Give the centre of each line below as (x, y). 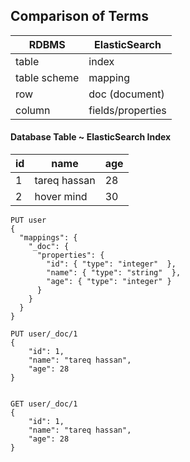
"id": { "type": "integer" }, (111, 264)
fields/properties (127, 110)
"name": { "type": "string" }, (114, 273)
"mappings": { (48, 238)
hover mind (61, 197)
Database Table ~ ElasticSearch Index (91, 137)
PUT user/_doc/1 (44, 334)
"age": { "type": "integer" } (109, 282)
